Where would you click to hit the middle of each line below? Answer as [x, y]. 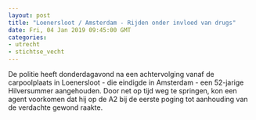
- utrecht [24, 45]
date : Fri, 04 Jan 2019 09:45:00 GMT [70, 30]
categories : [27, 37]
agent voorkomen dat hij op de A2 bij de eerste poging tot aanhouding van [128, 99]
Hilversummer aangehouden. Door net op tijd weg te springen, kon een [123, 91]
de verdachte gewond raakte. [56, 107]
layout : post [29, 15]
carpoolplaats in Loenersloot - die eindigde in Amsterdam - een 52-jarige [126, 82]
